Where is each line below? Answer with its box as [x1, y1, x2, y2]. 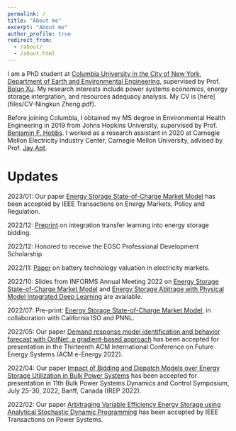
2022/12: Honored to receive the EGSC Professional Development [7, 242, 199, 251]
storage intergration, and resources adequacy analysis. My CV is [7, 92, 196, 100]
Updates [7, 168, 59, 185]
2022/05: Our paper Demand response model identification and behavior [7, 327, 221, 336]
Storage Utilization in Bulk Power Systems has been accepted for [7, 371, 197, 380]
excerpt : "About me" [7, 23, 69, 31]
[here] [197, 92, 216, 100]
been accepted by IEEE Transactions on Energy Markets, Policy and [7, 200, 206, 208]
